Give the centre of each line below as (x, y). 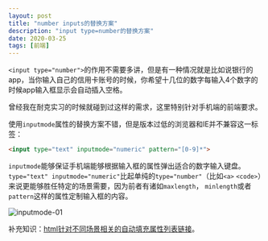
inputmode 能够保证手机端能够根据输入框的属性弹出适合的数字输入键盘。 (127, 166)
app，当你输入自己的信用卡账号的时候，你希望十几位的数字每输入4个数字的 (134, 80)
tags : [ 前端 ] (29, 46)
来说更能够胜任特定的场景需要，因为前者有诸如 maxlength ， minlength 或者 (130, 186)
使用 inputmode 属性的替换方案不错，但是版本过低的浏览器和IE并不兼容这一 (130, 124)
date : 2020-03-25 (37, 38)
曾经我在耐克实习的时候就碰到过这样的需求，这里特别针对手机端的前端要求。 (135, 107)
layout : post (30, 16)
